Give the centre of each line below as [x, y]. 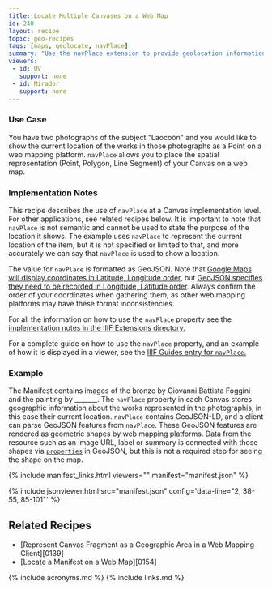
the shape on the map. [46, 460]
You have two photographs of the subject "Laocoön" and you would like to [132, 137]
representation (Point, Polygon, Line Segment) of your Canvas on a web [128, 163]
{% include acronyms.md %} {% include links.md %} [96, 578]
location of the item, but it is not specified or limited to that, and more [123, 245]
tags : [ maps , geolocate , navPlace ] [68, 46]
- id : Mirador [36, 83]
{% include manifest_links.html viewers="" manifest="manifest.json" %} [129, 476]
